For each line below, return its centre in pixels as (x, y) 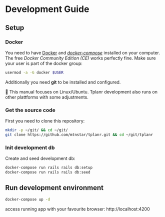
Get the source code (30, 110)
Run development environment (54, 188)
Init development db (30, 147)
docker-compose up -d (28, 199)
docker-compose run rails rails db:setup (49, 168)
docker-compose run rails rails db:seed (48, 172)
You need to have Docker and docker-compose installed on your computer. (82, 52)
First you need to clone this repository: (45, 121)
